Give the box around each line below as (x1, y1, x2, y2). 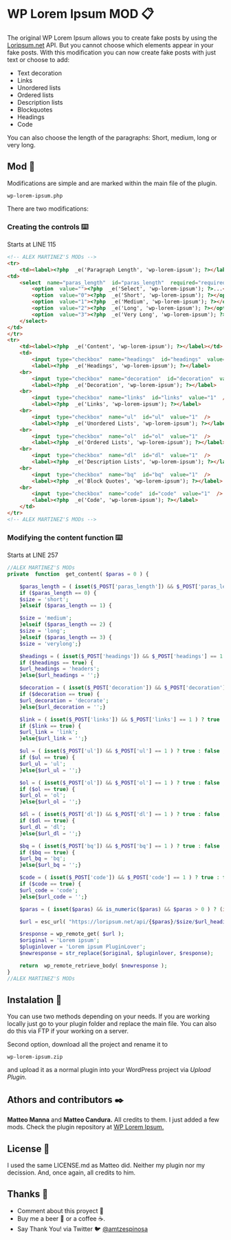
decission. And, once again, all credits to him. (7, 1168, 136, 1177)
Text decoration (16, 69, 62, 77)
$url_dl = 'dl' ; (19, 823, 67, 830)
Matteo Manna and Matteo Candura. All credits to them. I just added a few (7, 1115, 220, 1124)
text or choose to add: (7, 55, 70, 63)
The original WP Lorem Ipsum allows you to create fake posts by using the (7, 33, 218, 42)
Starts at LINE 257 (7, 551, 58, 559)
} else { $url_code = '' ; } (19, 893, 88, 900)
